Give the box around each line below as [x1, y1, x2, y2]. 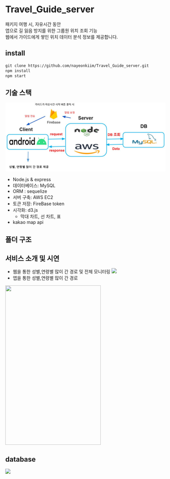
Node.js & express [12, 177, 51, 183]
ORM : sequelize [12, 188, 47, 194]
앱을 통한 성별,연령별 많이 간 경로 [12, 275, 78, 281]
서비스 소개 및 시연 [5, 254, 60, 263]
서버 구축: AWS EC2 [12, 194, 53, 200]
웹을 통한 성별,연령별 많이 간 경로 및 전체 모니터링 [12, 269, 110, 275]
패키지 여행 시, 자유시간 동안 [5, 21, 61, 27]
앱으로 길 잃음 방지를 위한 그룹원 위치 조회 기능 [5, 27, 98, 34]
